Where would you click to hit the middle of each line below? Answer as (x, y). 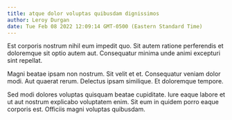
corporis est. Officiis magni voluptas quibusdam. (76, 109)
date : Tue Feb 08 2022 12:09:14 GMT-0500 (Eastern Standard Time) (105, 26)
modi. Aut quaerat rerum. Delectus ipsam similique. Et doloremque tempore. (115, 81)
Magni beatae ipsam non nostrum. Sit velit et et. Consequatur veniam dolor (114, 74)
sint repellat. (25, 61)
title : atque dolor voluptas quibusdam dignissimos (83, 13)
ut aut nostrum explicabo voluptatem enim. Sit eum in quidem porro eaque (113, 102)
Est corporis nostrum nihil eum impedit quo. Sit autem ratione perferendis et (115, 46)
